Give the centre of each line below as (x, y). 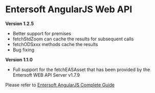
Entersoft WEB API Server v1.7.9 (46, 75)
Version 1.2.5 (20, 24)
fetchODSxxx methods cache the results (55, 44)
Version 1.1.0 (19, 59)
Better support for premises (42, 33)
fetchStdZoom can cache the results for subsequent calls (73, 39)
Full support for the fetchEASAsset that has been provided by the (81, 69)
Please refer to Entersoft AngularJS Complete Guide (60, 85)
